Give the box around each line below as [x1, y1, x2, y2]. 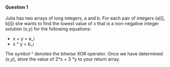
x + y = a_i [12, 36, 35, 42]
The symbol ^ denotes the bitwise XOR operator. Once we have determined [5, 51, 163, 57]
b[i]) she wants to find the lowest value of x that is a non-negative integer [5, 21, 159, 27]
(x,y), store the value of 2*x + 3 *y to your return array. [5, 56, 121, 62]
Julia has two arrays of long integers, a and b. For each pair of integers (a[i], [5, 15, 165, 21]
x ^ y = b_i [12, 41, 34, 47]
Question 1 [5, 4, 29, 10]
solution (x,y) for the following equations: [5, 26, 92, 32]
